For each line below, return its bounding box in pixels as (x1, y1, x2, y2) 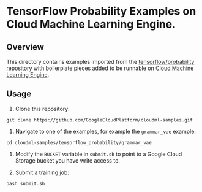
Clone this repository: (15, 105, 70, 112)
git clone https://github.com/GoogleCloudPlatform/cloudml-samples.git (6, 117, 193, 123)
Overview (6, 42, 45, 52)
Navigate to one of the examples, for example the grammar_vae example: (15, 128, 196, 135)
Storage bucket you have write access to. (15, 156, 121, 164)
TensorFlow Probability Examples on (6, 4, 196, 18)
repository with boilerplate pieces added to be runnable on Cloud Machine (6, 64, 194, 72)
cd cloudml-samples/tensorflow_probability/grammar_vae (6, 139, 152, 145)
